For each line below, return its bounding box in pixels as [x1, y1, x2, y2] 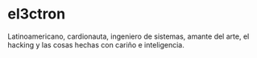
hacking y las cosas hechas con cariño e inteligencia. [7, 39, 184, 49]
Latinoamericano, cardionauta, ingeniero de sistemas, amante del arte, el [7, 31, 250, 41]
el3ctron [7, 5, 66, 23]
